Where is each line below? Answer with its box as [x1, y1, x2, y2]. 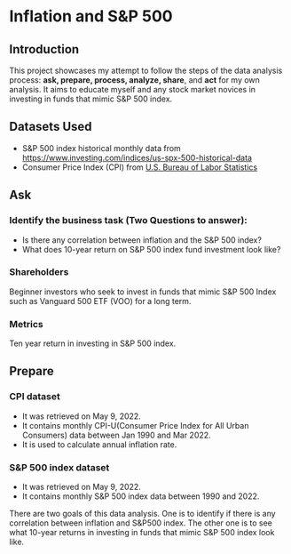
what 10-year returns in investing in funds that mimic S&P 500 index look [9, 527, 275, 538]
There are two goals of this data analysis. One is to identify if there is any [9, 509, 277, 519]
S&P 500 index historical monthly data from [21, 142, 182, 153]
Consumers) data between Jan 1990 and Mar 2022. [21, 430, 211, 440]
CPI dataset [9, 390, 60, 403]
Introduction [9, 42, 80, 57]
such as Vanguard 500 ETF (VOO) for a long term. [9, 295, 192, 306]
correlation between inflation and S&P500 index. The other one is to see [9, 518, 273, 528]
